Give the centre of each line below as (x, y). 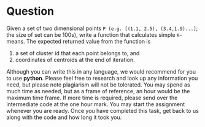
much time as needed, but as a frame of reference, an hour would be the (98, 91)
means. (16, 41)
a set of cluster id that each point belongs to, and (77, 53)
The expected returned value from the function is (89, 41)
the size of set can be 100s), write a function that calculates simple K (93, 34)
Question (30, 11)
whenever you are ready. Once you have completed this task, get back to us (103, 110)
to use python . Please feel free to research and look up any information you (102, 78)
